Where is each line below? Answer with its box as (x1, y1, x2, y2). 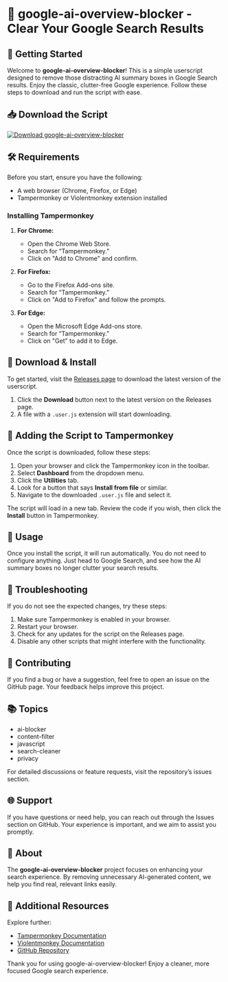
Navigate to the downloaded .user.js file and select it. (16, 490, 172, 499)
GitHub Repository (16, 946, 70, 955)
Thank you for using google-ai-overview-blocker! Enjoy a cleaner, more (7, 959, 209, 968)
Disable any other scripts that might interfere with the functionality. (16, 637, 207, 646)
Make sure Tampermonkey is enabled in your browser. (16, 615, 171, 624)
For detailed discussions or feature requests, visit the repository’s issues (7, 767, 212, 775)
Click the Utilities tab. (16, 476, 79, 484)
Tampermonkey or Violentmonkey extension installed (16, 194, 168, 202)
